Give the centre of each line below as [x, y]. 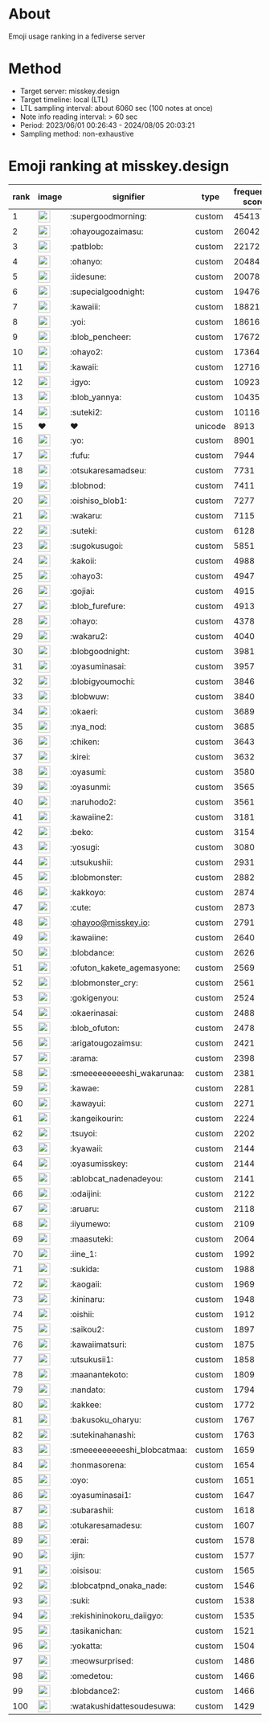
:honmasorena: [98, 1465]
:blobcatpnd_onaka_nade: [118, 1586]
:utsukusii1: [92, 1359]
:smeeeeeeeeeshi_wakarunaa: [127, 1073]
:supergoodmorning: [108, 216]
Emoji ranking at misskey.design [119, 166]
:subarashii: [92, 1510]
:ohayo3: [86, 575]
